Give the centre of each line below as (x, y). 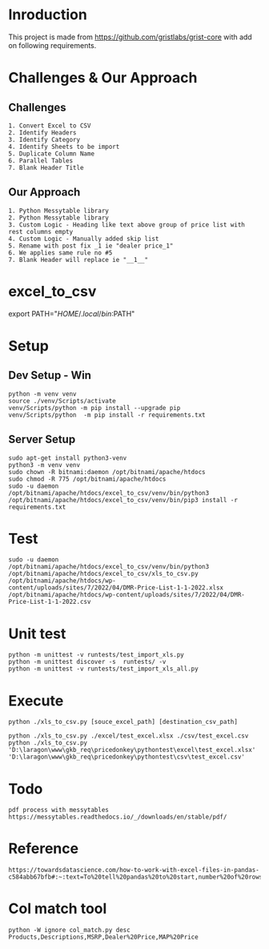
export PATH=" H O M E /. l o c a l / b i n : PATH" (72, 313)
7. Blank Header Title (46, 167)
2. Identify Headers (43, 133)
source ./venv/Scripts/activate (62, 401)
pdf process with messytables (59, 810)
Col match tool (58, 909)
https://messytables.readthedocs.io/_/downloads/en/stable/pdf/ (118, 817)
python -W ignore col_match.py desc (69, 931)
